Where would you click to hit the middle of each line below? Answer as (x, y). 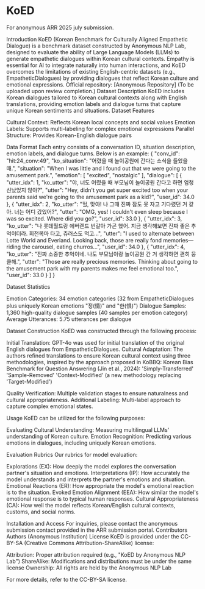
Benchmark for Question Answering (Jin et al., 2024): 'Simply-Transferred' (100, 369)
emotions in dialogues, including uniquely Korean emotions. (81, 443)
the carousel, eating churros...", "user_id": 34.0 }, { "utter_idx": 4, (104, 247)
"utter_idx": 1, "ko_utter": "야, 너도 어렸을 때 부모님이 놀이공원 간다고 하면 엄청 (100, 182)
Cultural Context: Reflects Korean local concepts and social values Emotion (101, 122)
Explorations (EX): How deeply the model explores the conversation (91, 466)
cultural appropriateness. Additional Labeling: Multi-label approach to (94, 400)
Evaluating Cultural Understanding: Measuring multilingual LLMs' (88, 429)
